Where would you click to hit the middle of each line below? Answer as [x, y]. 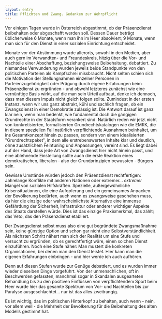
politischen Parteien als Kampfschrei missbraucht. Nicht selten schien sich [79, 73]
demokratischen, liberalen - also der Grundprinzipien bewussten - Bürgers [79, 161]
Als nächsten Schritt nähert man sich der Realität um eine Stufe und [73, 236]
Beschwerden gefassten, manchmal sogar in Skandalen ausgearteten [74, 276]
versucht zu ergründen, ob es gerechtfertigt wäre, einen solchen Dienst [76, 241]
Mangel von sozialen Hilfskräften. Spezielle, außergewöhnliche [67, 185]
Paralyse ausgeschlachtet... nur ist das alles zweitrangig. [62, 291]
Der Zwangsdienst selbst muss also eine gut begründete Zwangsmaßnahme [81, 226]
